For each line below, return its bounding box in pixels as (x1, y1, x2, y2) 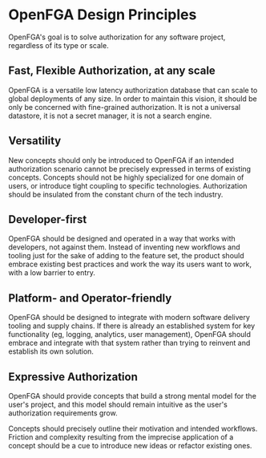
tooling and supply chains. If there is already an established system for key (8, 321, 256, 330)
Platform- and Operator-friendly (8, 291, 172, 305)
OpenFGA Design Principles (8, 6, 197, 24)
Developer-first (8, 213, 87, 226)
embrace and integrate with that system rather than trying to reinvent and (8, 338, 251, 348)
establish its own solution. (8, 347, 95, 356)
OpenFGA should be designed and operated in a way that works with (8, 234, 236, 244)
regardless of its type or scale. (8, 40, 110, 50)
